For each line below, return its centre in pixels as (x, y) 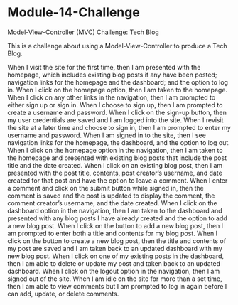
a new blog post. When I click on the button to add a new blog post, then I (115, 225)
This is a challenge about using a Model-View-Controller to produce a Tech (117, 46)
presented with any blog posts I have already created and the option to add (117, 218)
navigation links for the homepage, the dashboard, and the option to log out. (119, 142)
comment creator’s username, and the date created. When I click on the (113, 203)
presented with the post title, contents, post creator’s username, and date (115, 173)
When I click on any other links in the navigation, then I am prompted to (112, 97)
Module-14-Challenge (74, 12)
